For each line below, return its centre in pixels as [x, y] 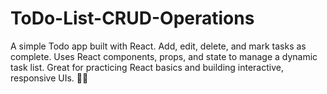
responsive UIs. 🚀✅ [49, 78]
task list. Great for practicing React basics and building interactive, [147, 67]
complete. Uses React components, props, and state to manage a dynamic [164, 56]
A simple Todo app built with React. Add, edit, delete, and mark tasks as [158, 46]
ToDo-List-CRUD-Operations [132, 18]
